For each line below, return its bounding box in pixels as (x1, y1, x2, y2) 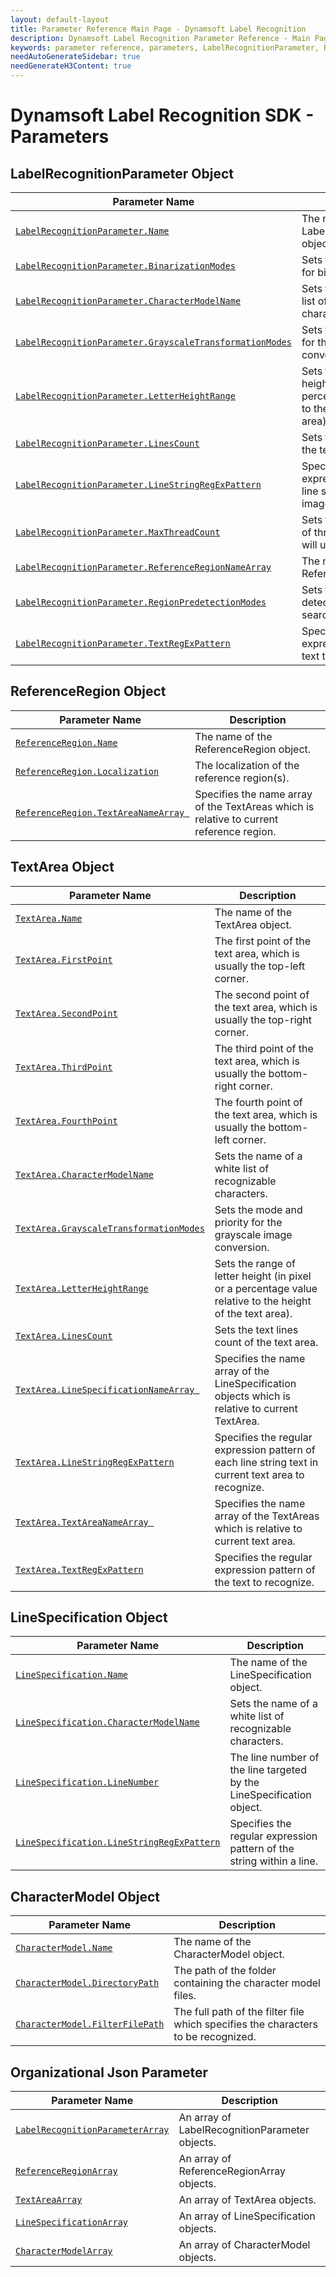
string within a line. (229, 1854, 319, 1868)
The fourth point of (214, 1095, 303, 1109)
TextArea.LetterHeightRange (15, 1282, 149, 1294)
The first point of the (214, 934, 312, 948)
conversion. (214, 1240, 270, 1254)
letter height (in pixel (214, 1269, 312, 1283)
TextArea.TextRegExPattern (15, 1564, 144, 1575)
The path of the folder (173, 1964, 277, 1978)
